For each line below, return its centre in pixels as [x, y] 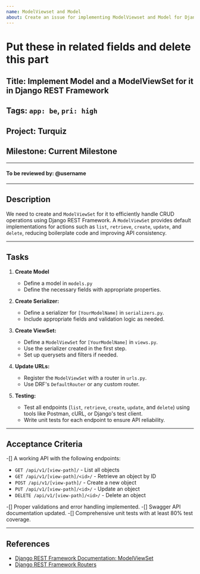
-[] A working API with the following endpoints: [63, 458]
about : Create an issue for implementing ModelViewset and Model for [94, 17]
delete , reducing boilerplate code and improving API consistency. [87, 232]
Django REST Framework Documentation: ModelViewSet [84, 559]
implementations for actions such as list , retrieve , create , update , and [94, 227]
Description [28, 199]
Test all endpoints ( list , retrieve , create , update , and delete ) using [107, 407]
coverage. [18, 520]
